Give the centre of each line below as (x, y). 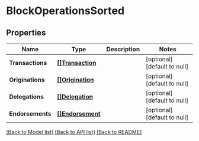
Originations (27, 80)
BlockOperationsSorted (65, 11)
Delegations (27, 97)
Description (123, 49)
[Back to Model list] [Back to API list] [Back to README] (74, 132)
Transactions (28, 63)
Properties (26, 33)
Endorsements (30, 114)
